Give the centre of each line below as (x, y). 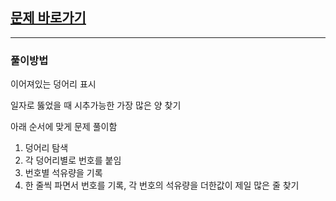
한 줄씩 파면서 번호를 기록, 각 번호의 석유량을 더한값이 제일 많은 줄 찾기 (162, 185)
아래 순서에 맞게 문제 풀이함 (64, 127)
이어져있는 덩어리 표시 (53, 84)
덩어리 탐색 (46, 148)
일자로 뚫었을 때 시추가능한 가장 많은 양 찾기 (96, 105)
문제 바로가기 (48, 18)
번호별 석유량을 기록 (63, 173)
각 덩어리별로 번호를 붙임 (73, 160)
